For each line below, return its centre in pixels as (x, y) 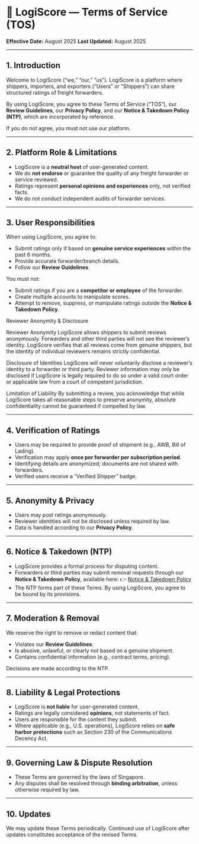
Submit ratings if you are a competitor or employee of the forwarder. (99, 290)
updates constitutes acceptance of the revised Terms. (72, 834)
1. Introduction (33, 66)
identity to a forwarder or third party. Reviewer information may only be (93, 369)
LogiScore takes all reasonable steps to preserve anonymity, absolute (91, 400)
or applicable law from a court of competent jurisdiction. (75, 382)
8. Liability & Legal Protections (63, 693)
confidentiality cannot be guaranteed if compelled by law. (76, 406)
